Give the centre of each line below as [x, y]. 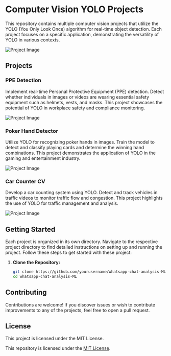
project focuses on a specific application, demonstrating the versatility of [82, 34]
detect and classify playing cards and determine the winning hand [75, 147]
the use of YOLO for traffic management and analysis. [62, 203]
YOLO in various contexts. [33, 40]
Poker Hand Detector [32, 131]
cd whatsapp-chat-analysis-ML [45, 276]
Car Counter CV [26, 181]
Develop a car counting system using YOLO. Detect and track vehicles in [81, 193]
